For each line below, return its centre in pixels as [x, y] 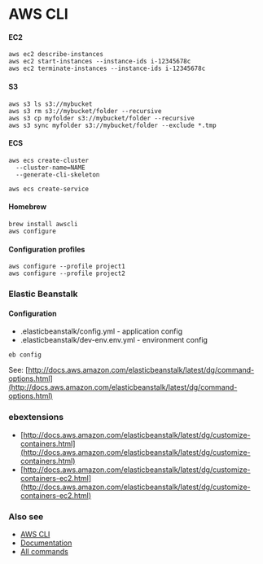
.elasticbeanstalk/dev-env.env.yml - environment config [114, 340]
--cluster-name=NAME [50, 168]
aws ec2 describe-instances [56, 55]
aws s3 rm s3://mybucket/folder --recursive [85, 111]
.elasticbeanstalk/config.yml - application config [101, 331]
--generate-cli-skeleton [58, 175]
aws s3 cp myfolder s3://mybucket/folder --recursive [102, 118]
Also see [26, 516]
